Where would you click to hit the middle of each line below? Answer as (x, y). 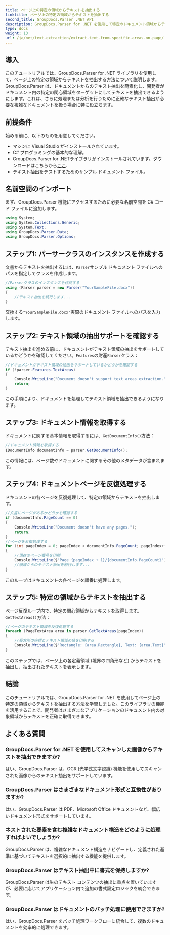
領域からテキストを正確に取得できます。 (51, 716)
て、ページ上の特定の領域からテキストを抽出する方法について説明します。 (82, 79)
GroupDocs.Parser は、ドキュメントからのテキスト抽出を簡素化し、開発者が (85, 86)
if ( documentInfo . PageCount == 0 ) (42, 518)
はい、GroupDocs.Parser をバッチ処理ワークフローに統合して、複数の (78, 921)
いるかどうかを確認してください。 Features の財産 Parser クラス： (72, 355)
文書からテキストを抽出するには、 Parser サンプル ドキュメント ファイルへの (84, 267)
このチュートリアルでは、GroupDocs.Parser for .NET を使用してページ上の (83, 697)
